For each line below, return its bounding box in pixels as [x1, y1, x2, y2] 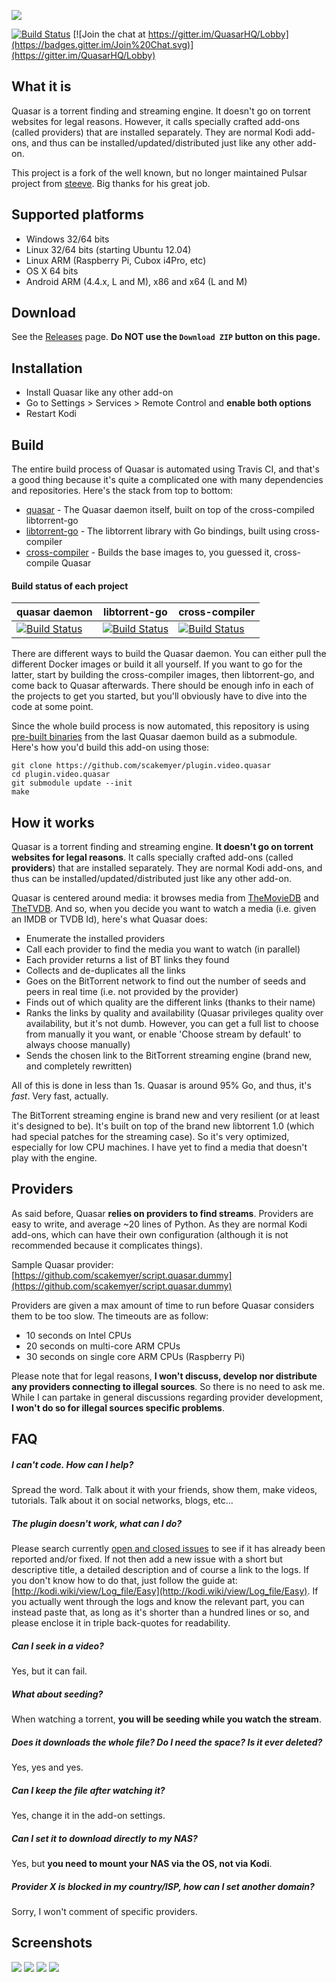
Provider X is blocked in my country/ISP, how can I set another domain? [11, 1880, 315, 1892]
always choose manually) [25, 1039, 131, 1051]
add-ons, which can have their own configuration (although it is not [11, 1228, 289, 1240]
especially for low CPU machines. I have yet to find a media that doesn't [11, 1141, 308, 1154]
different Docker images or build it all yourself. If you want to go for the [11, 658, 303, 670]
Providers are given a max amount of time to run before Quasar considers [11, 1299, 315, 1311]
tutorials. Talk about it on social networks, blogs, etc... [11, 1495, 234, 1507]
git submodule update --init [11, 778, 133, 789]
